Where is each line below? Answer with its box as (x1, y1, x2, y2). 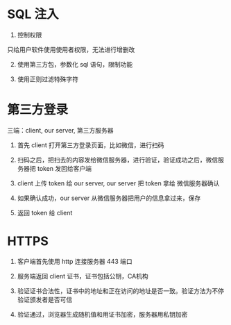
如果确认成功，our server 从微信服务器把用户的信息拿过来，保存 (17, 194, 201, 202)
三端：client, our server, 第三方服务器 (7, 126, 114, 134)
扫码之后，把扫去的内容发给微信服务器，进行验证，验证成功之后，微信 (17, 156, 219, 164)
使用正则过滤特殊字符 (17, 74, 78, 83)
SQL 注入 (7, 6, 59, 22)
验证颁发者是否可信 (17, 295, 73, 303)
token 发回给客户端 (37, 164, 92, 172)
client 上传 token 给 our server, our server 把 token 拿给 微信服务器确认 (17, 178, 220, 187)
